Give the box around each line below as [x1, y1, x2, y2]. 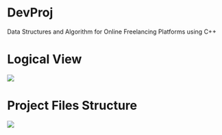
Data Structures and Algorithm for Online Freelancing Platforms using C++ [7, 27, 217, 36]
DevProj [7, 5, 53, 21]
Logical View [7, 51, 82, 67]
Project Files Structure [7, 98, 138, 114]
